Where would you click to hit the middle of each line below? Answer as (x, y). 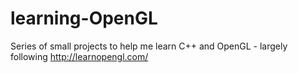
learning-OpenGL (84, 18)
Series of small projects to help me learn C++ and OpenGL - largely (149, 46)
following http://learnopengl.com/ (79, 56)
